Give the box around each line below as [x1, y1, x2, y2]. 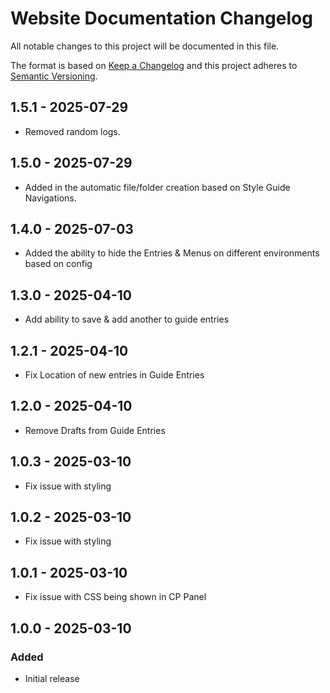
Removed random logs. [24, 125, 121, 137]
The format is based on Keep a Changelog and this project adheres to [10, 59, 298, 71]
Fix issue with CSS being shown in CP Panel [24, 591, 207, 603]
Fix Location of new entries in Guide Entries [24, 369, 205, 381]
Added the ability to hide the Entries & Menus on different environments [24, 247, 320, 259]
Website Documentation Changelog [10, 7, 313, 30]
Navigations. [24, 192, 77, 204]
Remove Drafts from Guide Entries [24, 424, 166, 436]
